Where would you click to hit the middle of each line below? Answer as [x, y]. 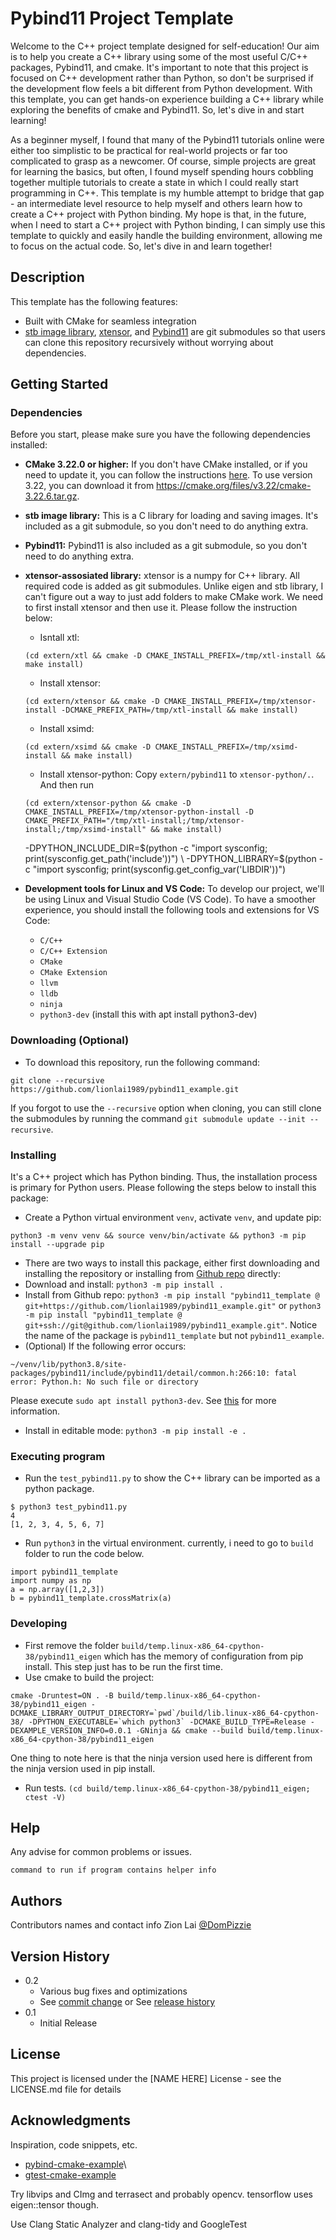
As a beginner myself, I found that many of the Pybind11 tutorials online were [167, 139]
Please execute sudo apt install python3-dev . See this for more [143, 1401]
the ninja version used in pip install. [83, 1768]
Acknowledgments [71, 2120]
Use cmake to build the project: [89, 1677]
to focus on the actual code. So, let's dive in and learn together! [141, 246]
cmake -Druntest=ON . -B [62, 1695]
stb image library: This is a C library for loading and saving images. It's [171, 516]
